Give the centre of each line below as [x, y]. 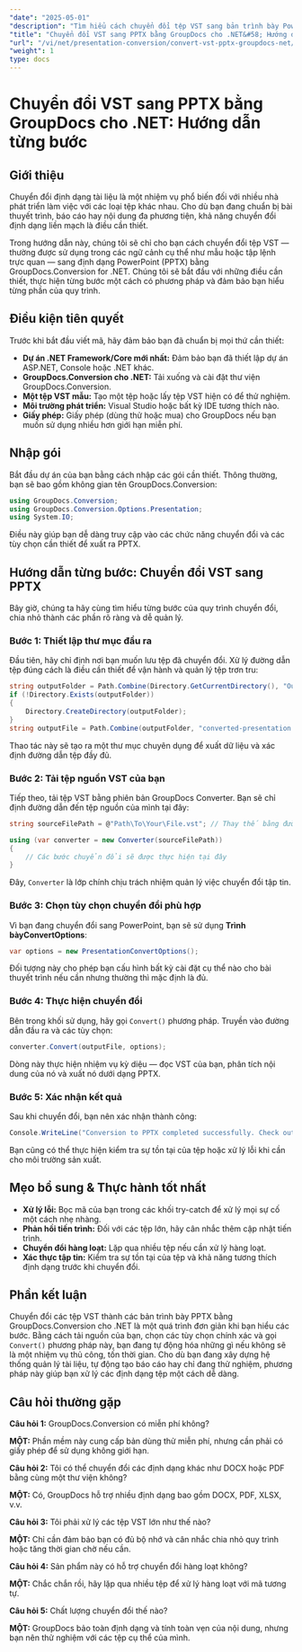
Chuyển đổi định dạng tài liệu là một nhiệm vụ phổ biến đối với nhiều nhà [144, 197]
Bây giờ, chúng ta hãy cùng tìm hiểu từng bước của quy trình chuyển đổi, [144, 608]
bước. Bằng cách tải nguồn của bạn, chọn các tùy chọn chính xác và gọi [143, 1336]
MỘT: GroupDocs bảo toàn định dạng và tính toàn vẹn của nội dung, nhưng [149, 1629]
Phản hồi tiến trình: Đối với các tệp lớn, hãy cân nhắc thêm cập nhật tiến [157, 1229]
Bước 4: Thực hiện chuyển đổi [76, 1001]
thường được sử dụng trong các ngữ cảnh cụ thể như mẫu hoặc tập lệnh [143, 252]
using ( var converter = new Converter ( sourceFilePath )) [116, 840]
